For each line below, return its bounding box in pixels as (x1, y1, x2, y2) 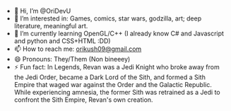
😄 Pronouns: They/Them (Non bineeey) (13, 55, 131, 63)
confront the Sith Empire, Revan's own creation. (13, 95, 153, 104)
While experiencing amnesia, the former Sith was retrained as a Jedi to (13, 88, 220, 96)
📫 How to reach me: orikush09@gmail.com (13, 45, 142, 53)
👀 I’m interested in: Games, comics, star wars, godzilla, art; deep (13, 14, 202, 23)
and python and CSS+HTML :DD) (13, 37, 111, 45)
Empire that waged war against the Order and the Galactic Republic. (13, 81, 212, 88)
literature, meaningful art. (13, 22, 88, 30)
